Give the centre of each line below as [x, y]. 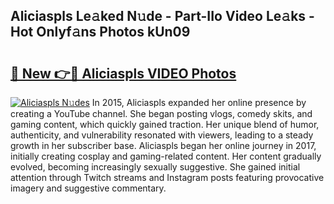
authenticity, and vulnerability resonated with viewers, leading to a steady [162, 135]
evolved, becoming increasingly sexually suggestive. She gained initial [155, 167]
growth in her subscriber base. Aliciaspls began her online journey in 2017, [163, 145]
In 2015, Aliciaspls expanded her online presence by [199, 102]
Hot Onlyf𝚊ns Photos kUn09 [100, 32]
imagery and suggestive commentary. [88, 188]
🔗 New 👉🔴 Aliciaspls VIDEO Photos [123, 73]
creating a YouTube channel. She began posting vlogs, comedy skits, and [161, 113]
